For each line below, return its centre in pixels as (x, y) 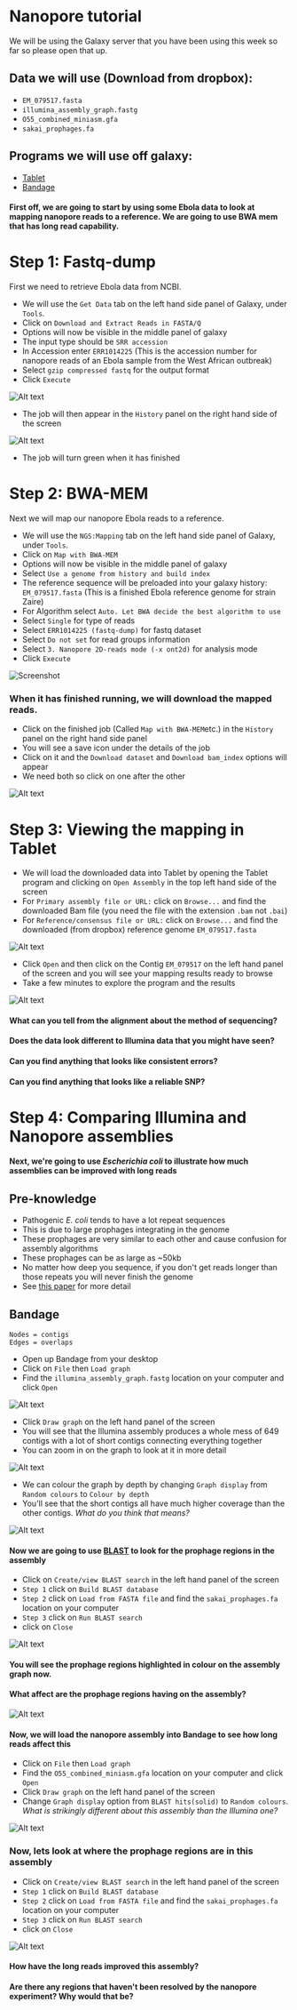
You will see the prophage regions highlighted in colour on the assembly (145, 1664)
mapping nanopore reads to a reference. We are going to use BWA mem (144, 217)
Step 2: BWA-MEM (79, 494)
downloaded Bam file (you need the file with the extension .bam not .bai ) (155, 911)
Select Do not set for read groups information (106, 640)
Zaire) (33, 602)
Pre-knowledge (53, 1199)
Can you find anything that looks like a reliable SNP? (107, 1081)
